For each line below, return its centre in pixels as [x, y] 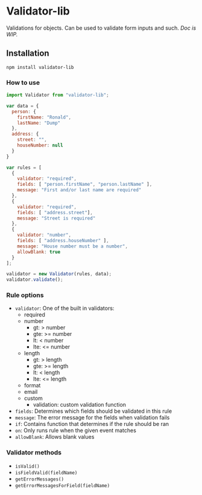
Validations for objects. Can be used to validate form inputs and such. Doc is [101, 28]
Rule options [25, 295]
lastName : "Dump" [39, 123]
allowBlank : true [39, 252]
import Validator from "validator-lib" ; [58, 95]
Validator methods [34, 453]
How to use [23, 82]
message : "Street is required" [56, 218]
